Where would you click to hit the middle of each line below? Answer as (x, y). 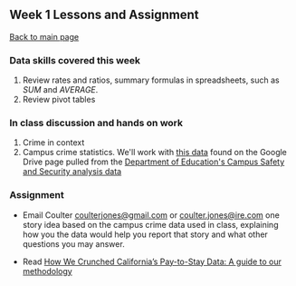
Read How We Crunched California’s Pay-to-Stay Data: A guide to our (152, 261)
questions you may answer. (73, 243)
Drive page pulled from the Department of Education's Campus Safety (153, 162)
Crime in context (53, 143)
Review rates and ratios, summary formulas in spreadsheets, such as (151, 80)
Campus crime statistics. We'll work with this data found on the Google (155, 153)
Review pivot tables (59, 100)
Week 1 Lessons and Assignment (104, 15)
